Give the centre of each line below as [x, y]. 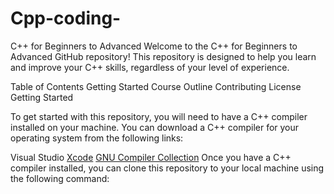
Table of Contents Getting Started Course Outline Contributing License [156, 86]
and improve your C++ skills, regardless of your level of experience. [150, 67]
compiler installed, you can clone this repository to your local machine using [167, 168]
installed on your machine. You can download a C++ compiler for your [155, 127]
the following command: [60, 178]
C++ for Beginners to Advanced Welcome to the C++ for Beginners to [154, 46]
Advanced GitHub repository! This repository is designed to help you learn [163, 56]
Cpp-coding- [66, 18]
